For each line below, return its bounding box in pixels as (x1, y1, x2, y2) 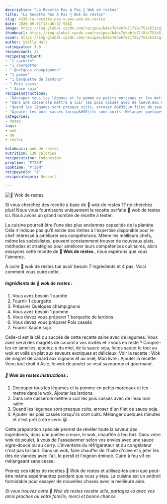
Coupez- (143, 340, 162, 346)
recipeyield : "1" (5, 169, 41, 175)
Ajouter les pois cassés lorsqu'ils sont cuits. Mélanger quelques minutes (12, 411, 161, 417)
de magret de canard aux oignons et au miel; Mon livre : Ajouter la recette (5, 355, 156, 362)
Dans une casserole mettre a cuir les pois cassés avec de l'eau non (12, 395, 151, 402)
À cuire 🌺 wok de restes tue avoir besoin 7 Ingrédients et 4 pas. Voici (5, 263, 146, 269)
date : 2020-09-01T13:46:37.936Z (5, 21, 72, 26)
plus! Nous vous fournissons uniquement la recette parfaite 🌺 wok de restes (5, 207, 161, 213)
